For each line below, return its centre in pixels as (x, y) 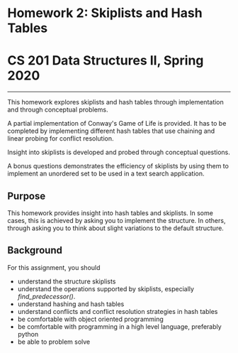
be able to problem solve (54, 342)
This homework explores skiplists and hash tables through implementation (116, 102)
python (28, 334)
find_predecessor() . (46, 296)
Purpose (27, 196)
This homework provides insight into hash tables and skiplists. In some (110, 213)
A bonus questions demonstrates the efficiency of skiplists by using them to (118, 166)
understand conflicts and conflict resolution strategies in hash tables (118, 311)
